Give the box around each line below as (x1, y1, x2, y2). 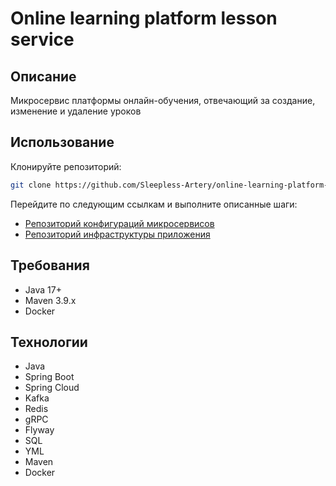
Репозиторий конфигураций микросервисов (24, 217, 215, 229)
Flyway (24, 424, 55, 436)
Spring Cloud (24, 382, 80, 394)
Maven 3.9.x (24, 294, 77, 306)
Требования (10, 257, 90, 274)
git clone (10, 180, 52, 190)
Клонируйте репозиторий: (10, 160, 122, 172)
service (10, 28, 75, 51)
